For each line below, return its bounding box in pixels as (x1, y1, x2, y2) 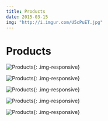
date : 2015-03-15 (6, 14, 48, 20)
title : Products (6, 8, 46, 15)
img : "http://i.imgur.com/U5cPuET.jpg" (6, 19, 103, 25)
